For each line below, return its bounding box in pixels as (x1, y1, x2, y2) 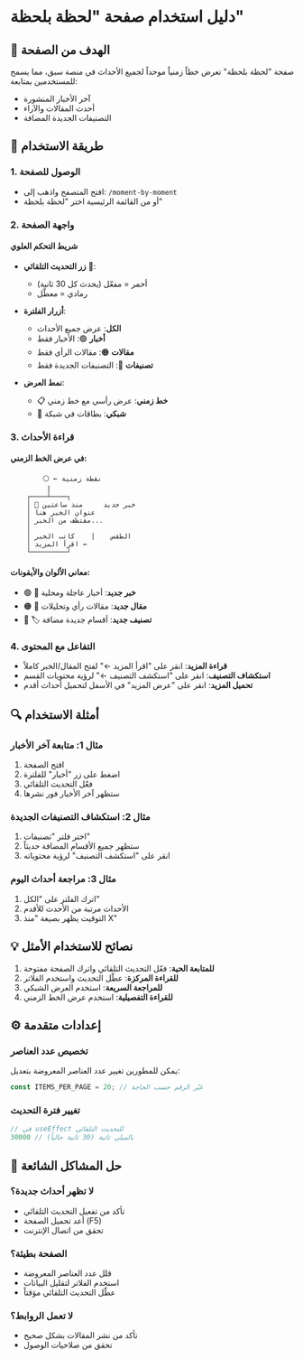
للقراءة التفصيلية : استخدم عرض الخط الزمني (23, 991, 174, 1002)
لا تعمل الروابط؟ (10, 1309, 74, 1322)
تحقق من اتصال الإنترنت (23, 1224, 105, 1235)
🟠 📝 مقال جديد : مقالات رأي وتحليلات (23, 600, 148, 611)
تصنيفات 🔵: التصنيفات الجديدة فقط (36, 359, 154, 370)
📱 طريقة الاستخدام (10, 138, 104, 154)
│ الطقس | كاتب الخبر (26, 531, 132, 541)
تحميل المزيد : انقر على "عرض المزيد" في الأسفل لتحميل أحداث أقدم (23, 680, 253, 691)
